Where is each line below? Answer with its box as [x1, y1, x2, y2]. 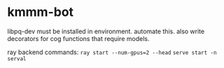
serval [7, 55, 27, 62]
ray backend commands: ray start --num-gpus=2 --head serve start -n [7, 48, 217, 56]
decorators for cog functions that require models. [7, 34, 150, 42]
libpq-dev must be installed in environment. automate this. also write [7, 27, 205, 35]
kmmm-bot [7, 4, 74, 20]
